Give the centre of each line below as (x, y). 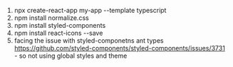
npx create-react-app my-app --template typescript (90, 10)
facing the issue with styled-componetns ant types (89, 41)
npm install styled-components (60, 25)
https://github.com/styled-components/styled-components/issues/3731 (120, 48)
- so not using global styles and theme (71, 56)
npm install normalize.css (51, 18)
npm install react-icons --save (58, 33)
